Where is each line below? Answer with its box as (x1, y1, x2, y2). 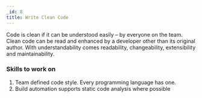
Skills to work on (6, 65, 56, 73)
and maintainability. (6, 50, 55, 57)
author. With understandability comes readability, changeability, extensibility (6, 43, 196, 51)
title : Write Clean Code (6, 14, 69, 20)
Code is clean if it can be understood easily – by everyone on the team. (6, 31, 183, 38)
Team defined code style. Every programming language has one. (14, 79, 177, 86)
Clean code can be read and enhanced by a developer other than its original (6, 37, 196, 44)
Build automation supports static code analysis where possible (14, 85, 171, 92)
